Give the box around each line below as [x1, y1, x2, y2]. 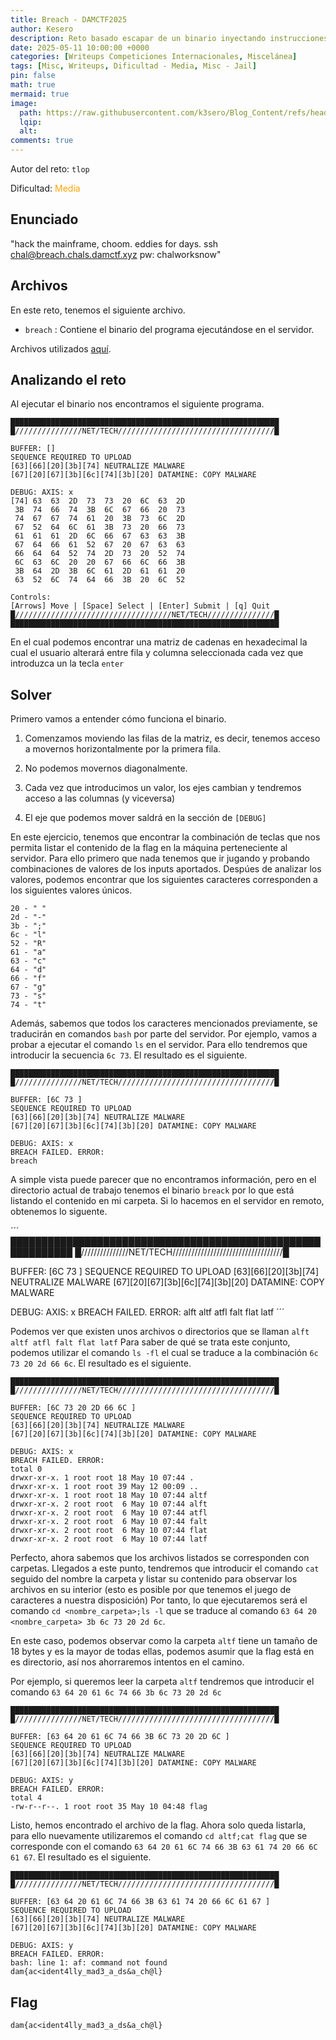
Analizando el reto [10, 372, 127, 389]
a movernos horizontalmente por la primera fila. [24, 743, 222, 755]
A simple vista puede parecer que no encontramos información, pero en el [10, 1174, 317, 1186]
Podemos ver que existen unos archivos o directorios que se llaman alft [10, 1326, 310, 1338]
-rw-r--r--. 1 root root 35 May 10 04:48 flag [10, 1802, 208, 1812]
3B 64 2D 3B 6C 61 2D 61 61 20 [14, 566, 186, 576]
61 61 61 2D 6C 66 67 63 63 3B [14, 531, 186, 541]
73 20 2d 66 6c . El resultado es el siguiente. [10, 1357, 192, 1370]
